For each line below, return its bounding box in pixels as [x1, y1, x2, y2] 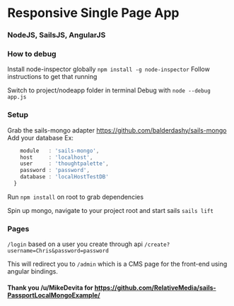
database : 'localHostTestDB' [20, 173, 110, 180]
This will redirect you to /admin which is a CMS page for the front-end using [7, 259, 228, 269]
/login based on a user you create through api [7, 240, 144, 248]
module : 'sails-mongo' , [20, 147, 100, 154]
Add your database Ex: [7, 133, 74, 142]
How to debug [7, 49, 57, 59]
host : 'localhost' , [20, 154, 93, 161]
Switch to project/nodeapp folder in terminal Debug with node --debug [7, 86, 211, 94]
